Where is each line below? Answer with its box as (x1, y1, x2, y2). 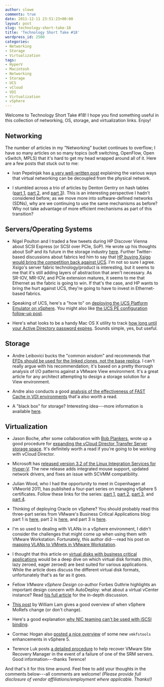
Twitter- (136, 249, 153, 254)
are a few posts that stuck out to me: (5, 160, 79, 166)
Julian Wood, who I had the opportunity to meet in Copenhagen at (12, 481, 145, 487)
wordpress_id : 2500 (5, 35, 45, 40)
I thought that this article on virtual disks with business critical (12, 551, 137, 557)
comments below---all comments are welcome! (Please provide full (5, 671, 141, 677)
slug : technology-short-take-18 (5, 26, 71, 31)
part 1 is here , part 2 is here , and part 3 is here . (12, 516, 107, 522)
